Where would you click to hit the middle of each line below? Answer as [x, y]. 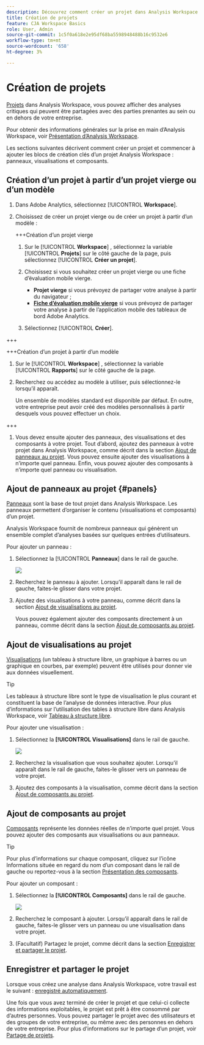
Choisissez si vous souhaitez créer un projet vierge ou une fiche [105, 272]
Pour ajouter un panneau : [39, 547]
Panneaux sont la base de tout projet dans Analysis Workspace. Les [92, 504]
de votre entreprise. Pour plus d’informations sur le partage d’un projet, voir [101, 1028]
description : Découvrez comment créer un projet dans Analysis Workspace [102, 12]
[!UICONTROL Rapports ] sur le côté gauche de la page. [85, 370]
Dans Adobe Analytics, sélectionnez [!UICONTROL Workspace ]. [96, 204]
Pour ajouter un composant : [42, 883]
